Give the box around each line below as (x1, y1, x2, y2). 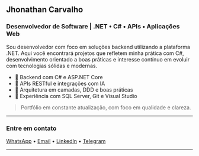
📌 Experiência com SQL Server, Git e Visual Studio (14, 92, 137, 99)
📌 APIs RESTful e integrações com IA (14, 80, 105, 87)
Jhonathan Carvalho (6, 5, 84, 15)
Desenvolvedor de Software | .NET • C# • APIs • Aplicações (6, 22, 180, 31)
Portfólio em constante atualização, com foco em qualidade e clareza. (20, 103, 191, 111)
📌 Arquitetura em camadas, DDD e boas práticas (14, 86, 133, 93)
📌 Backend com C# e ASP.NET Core (14, 73, 103, 80)
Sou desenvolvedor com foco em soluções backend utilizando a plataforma (6, 43, 191, 50)
